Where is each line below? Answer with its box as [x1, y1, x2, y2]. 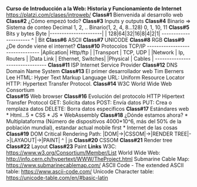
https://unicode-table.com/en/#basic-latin [6, 174, 109, 181]
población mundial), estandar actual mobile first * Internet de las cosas [6, 124, 178, 131]
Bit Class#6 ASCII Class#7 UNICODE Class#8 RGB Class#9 [38, 37, 185, 43]
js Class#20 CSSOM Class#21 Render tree [68, 137, 172, 143]
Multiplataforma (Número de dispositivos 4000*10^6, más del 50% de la [6, 118, 182, 124]
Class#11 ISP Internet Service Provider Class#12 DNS [48, 61, 178, 68]
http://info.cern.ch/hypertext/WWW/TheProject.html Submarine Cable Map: [6, 156, 190, 162]
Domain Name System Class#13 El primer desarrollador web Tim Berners [6, 68, 184, 74]
